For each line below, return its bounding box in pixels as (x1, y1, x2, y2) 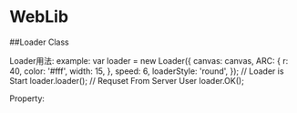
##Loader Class (9, 36, 70, 47)
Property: (9, 93, 46, 104)
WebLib (9, 6, 69, 27)
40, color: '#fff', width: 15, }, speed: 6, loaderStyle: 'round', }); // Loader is (9, 66, 284, 77)
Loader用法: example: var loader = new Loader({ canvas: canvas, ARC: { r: (9, 55, 289, 66)
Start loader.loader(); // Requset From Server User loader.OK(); (9, 75, 244, 86)
